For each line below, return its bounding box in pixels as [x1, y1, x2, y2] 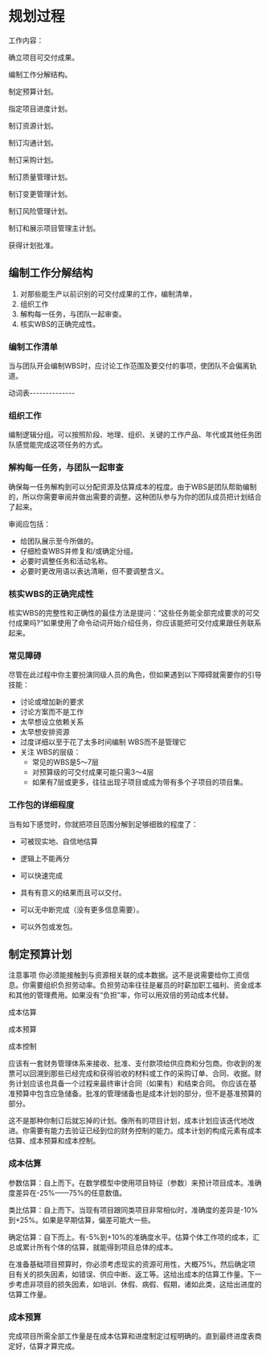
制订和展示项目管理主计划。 [8, 223, 100, 233]
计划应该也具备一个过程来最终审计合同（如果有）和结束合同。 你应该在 [14, 1078, 250, 1089]
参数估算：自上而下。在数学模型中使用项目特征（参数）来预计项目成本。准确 [8, 1178, 262, 1188]
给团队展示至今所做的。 [19, 536, 98, 546]
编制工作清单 [8, 341, 59, 352]
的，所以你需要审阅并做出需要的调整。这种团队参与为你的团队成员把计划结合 [8, 492, 262, 501]
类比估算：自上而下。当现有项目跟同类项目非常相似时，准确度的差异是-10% [8, 1205, 259, 1214]
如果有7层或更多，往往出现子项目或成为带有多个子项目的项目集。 [31, 777, 247, 787]
